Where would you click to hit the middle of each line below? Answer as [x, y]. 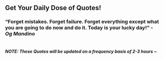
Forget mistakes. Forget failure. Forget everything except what [83, 22]
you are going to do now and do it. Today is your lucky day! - [79, 28]
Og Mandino [20, 34]
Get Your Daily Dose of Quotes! [53, 8]
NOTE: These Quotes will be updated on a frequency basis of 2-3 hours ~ [81, 51]
